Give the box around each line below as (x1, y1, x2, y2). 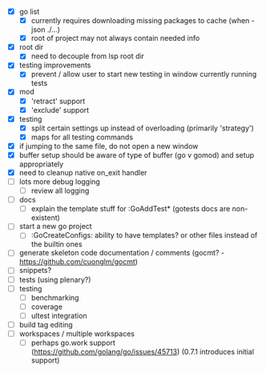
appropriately (18, 159, 64, 169)
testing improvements (18, 60, 91, 70)
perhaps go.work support (30, 338, 115, 347)
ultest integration (30, 311, 87, 320)
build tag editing (18, 319, 73, 329)
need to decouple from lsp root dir (30, 51, 145, 61)
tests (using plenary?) (18, 275, 91, 284)
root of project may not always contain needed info (30, 34, 200, 43)
